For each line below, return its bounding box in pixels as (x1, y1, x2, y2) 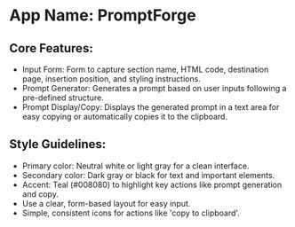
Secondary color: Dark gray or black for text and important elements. (21, 169, 275, 180)
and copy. (21, 188, 60, 200)
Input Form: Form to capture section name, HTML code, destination (21, 64, 269, 74)
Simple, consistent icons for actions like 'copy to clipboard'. (21, 207, 240, 218)
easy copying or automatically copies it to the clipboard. (21, 112, 228, 121)
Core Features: (9, 41, 93, 56)
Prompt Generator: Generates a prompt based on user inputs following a (21, 83, 287, 93)
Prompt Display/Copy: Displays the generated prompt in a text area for (21, 102, 280, 112)
